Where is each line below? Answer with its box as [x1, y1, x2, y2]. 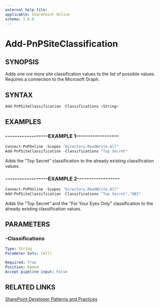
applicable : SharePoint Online [5, 12, 70, 17]
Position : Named [5, 265, 39, 270]
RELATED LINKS [5, 283, 56, 292]
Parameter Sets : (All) [5, 251, 52, 256]
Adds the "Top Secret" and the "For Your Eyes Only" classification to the [5, 200, 154, 206]
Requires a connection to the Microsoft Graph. [5, 76, 100, 82]
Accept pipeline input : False [5, 269, 68, 274]
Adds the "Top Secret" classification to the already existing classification [5, 157, 154, 163]
